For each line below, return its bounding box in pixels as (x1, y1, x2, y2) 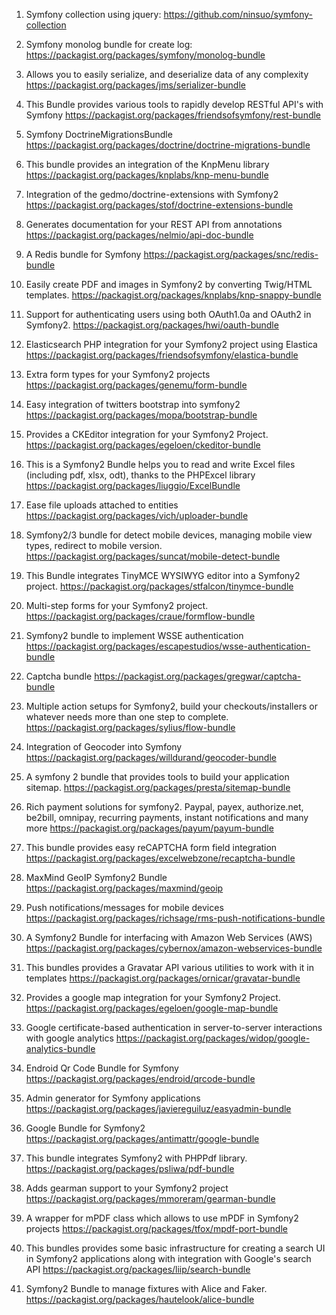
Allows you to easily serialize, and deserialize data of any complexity (25, 69, 309, 80)
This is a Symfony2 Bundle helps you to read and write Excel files (25, 459, 296, 470)
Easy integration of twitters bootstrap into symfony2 (25, 399, 241, 410)
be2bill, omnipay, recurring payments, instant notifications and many (25, 812, 309, 823)
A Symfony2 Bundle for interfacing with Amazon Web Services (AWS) (25, 932, 313, 943)
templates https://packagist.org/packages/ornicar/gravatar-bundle (25, 972, 301, 984)
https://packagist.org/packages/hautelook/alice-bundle (25, 1294, 255, 1305)
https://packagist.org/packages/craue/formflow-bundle (25, 610, 256, 622)
